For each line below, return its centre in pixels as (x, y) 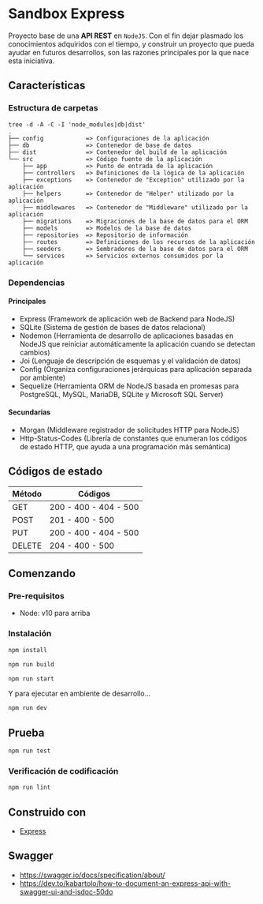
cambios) (35, 352)
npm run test (30, 751)
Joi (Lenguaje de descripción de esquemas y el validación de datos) (130, 361)
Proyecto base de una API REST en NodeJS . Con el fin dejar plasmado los (126, 36)
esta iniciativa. (31, 61)
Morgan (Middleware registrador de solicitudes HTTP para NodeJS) (130, 429)
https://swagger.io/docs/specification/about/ (92, 875)
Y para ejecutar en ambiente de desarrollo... (80, 694)
